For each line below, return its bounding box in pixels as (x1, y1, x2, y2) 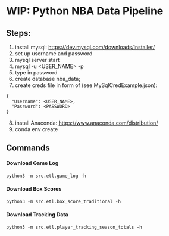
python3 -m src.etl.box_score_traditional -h (6, 198, 121, 204)
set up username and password (14, 50, 93, 57)
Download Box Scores (6, 185, 62, 192)
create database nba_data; (14, 76, 80, 82)
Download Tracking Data (6, 211, 68, 218)
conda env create (14, 126, 58, 132)
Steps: (6, 28, 31, 38)
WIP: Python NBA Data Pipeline (6, 4, 164, 18)
